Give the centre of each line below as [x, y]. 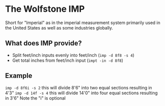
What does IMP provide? [44, 43]
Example [19, 76]
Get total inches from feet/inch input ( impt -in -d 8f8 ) [68, 60]
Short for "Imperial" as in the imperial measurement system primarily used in [83, 23]
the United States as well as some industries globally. [59, 27]
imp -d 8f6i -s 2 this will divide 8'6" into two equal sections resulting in [79, 87]
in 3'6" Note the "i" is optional [35, 98]
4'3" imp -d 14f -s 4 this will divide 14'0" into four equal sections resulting [82, 93]
